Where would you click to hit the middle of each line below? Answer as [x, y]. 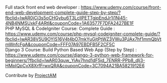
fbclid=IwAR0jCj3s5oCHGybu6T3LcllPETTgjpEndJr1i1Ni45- [66, 18]
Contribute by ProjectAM [31, 75]
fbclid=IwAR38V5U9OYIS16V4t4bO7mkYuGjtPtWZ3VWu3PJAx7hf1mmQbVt [83, 39]
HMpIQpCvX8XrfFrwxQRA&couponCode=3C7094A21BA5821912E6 [75, 65]
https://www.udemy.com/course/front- [121, 7]
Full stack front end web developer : [43, 7]
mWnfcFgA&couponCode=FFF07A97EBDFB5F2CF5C [60, 44]
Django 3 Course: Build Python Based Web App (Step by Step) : [71, 50]
